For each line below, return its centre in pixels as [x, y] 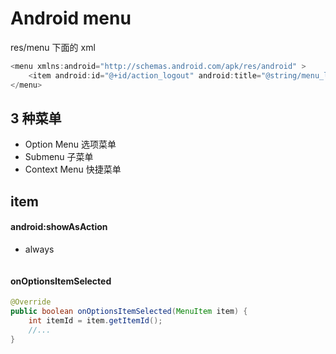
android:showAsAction [59, 227]
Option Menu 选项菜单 [70, 144]
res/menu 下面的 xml [53, 47]
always [39, 249]
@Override [31, 302]
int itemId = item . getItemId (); [95, 320]
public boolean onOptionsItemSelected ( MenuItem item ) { [129, 312]
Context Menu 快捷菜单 [73, 169]
